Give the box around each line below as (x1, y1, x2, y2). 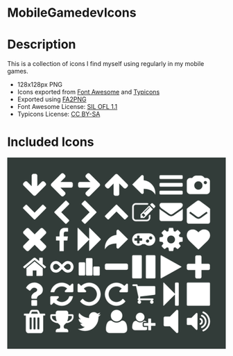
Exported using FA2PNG (17, 95, 87, 103)
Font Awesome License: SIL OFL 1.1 (17, 103, 118, 111)
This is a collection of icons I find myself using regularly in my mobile (7, 60, 205, 68)
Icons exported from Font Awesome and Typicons (17, 88, 160, 96)
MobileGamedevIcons (7, 5, 137, 21)
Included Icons (7, 134, 95, 150)
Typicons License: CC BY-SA (17, 110, 101, 119)
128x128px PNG (17, 80, 62, 89)
